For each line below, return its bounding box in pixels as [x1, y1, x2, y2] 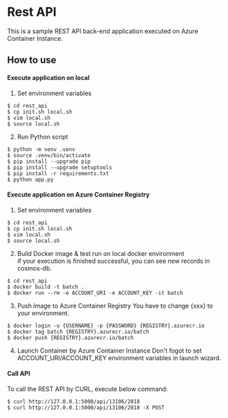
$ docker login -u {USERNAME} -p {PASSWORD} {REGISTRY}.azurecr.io [7, 322, 205, 329]
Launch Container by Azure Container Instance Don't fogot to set [17, 346, 202, 355]
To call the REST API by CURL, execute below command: [7, 384, 168, 393]
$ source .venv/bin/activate [7, 152, 91, 159]
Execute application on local [7, 73, 90, 81]
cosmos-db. [17, 263, 52, 272]
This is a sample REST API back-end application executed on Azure [7, 27, 198, 35]
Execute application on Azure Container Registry [7, 190, 150, 199]
